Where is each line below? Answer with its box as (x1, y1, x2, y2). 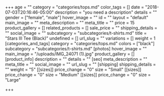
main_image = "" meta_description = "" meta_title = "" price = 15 (5, 20, 135, 25)
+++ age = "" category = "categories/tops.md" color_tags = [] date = (5, 4, 144, 10)
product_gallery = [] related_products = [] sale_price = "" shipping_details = (5, 25, 158, 31)
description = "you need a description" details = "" (54, 9, 157, 15)
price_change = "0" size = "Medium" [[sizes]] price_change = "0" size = (5, 72, 151, 77)
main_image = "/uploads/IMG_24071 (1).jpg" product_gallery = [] (5, 51, 135, 57)
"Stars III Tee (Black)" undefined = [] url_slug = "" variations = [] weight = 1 (5, 35, 156, 41)
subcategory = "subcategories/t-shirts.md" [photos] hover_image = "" (5, 46, 147, 51)
